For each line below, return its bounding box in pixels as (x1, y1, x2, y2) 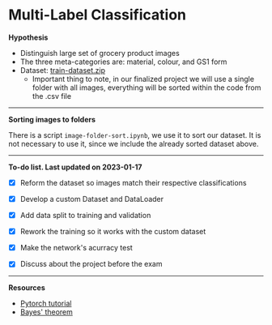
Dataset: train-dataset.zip (19, 65, 105, 75)
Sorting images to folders (8, 114, 96, 124)
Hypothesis (8, 32, 49, 42)
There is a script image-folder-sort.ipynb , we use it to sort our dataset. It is (8, 130, 261, 139)
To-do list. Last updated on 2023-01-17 (8, 162, 143, 172)
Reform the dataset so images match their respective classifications (19, 177, 247, 187)
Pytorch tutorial (19, 298, 72, 309)
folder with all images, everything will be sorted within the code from (32, 83, 261, 92)
